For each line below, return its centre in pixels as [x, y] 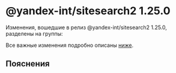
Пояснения [28, 64]
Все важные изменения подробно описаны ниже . [69, 45]
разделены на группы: [35, 33]
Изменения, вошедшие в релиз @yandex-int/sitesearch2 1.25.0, [86, 27]
